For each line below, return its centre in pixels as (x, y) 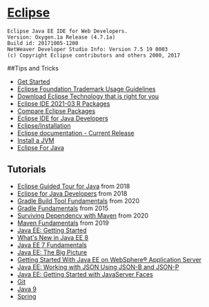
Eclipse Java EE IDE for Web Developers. (68, 31)
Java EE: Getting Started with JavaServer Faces (85, 274)
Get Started (33, 82)
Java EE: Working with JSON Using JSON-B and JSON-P (98, 267)
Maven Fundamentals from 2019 (63, 223)
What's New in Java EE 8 (52, 237)
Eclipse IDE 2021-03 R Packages (63, 103)
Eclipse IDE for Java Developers (62, 118)
